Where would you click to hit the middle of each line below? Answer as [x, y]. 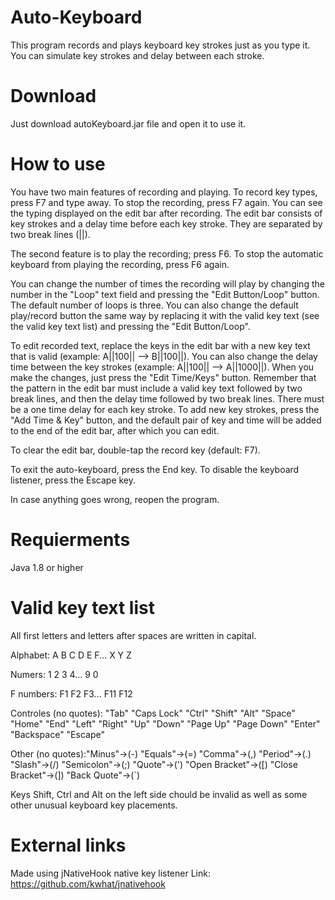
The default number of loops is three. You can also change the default [154, 305]
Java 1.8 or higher [47, 567]
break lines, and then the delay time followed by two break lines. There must [167, 398]
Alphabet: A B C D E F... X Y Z [71, 655]
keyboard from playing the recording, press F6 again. [120, 264]
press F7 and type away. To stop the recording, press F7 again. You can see [166, 202]
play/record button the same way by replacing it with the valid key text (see [165, 315]
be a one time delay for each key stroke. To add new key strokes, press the [165, 409]
